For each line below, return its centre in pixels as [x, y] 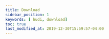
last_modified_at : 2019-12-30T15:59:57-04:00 [54, 29]
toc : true [16, 24]
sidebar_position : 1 [27, 15]
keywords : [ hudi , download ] [36, 19]
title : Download [23, 10]
